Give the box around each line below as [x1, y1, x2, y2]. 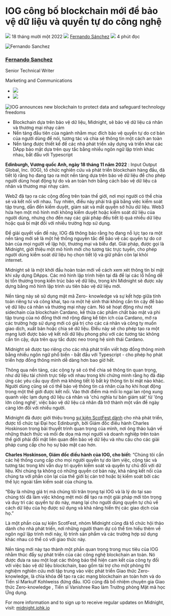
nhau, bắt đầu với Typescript [12, 152, 73, 158]
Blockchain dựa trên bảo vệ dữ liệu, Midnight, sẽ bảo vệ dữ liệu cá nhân [12, 119, 163, 125]
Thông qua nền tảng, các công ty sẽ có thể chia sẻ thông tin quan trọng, [5, 367, 157, 373]
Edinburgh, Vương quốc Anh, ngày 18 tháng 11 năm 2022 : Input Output [5, 162, 157, 168]
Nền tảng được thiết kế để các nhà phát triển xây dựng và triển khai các [12, 141, 163, 147]
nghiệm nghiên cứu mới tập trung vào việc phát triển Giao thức [5, 568, 137, 574]
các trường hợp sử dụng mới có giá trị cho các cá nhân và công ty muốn [5, 320, 157, 326]
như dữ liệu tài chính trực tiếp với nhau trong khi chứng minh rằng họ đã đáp [5, 372, 165, 379]
